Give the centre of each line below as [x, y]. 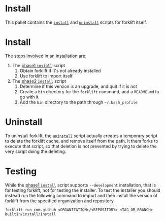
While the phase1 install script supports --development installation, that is [81, 185]
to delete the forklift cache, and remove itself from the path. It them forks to [82, 141]
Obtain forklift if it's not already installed [60, 71]
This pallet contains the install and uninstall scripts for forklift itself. [76, 22]
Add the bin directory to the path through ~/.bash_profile [79, 102]
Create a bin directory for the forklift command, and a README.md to [89, 91]
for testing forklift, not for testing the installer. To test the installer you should [83, 190]
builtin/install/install [31, 214]
